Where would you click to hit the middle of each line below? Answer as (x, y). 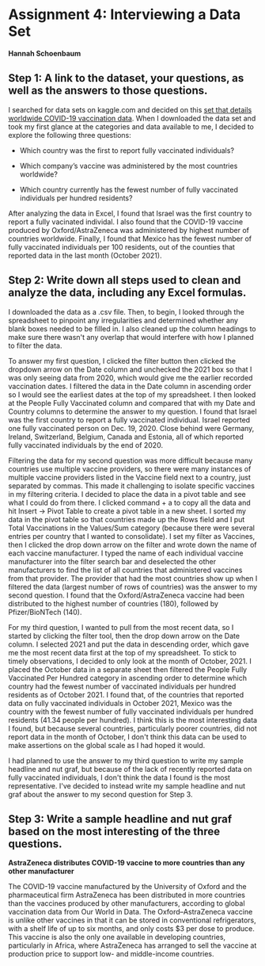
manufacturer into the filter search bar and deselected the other (112, 561)
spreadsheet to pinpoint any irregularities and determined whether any (123, 320)
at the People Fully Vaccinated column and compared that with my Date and (132, 403)
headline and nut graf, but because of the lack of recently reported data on (130, 769)
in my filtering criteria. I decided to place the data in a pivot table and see (127, 494)
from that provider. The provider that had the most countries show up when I (133, 578)
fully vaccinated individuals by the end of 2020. (86, 445)
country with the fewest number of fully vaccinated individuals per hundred (131, 712)
